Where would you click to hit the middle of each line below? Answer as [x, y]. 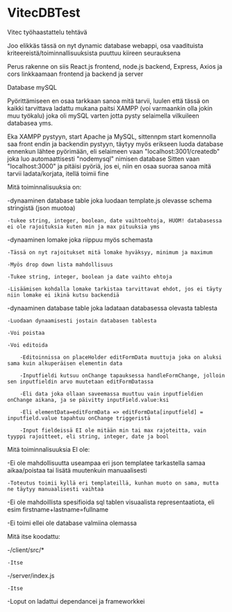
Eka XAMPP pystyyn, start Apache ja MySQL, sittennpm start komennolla [112, 136]
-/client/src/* [26, 550]
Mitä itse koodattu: [34, 536]
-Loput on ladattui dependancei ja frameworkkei [76, 601]
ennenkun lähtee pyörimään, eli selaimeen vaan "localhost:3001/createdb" [114, 151]
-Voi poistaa [26, 333]
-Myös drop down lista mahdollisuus [60, 265]
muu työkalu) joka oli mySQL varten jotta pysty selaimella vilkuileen [103, 116]
